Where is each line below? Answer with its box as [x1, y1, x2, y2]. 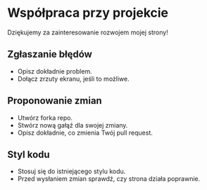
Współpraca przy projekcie [7, 5, 169, 21]
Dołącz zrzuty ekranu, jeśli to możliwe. [17, 74, 130, 83]
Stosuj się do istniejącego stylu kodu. [17, 167, 126, 176]
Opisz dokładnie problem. [17, 67, 93, 75]
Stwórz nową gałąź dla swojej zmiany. [17, 121, 128, 129]
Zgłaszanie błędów [7, 48, 93, 60]
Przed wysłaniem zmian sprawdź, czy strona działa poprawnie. [17, 175, 201, 183]
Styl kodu [7, 149, 51, 161]
